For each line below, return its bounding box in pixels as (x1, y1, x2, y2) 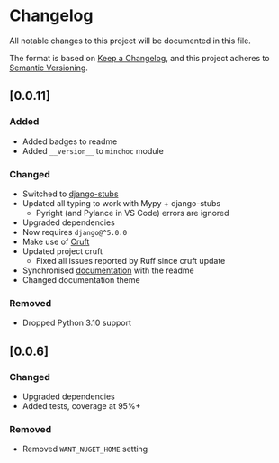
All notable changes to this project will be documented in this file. (9, 35, 252, 46)
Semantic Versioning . (9, 62, 88, 73)
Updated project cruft (22, 245, 103, 257)
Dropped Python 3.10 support (22, 317, 132, 329)
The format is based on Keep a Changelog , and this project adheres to (9, 52, 270, 63)
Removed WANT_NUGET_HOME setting (22, 443, 148, 455)
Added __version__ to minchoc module (22, 145, 164, 156)
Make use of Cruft (22, 236, 90, 247)
